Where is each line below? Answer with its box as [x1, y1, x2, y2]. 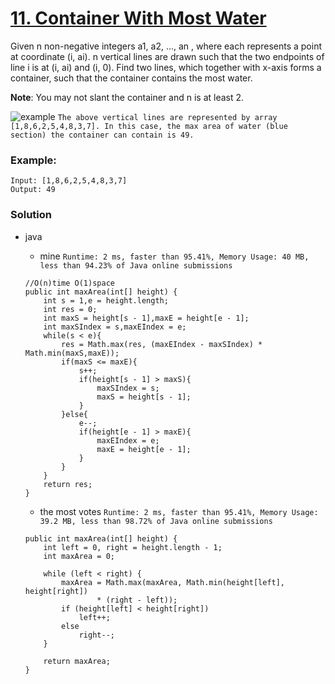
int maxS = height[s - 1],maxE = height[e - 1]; [43, 313, 250, 323]
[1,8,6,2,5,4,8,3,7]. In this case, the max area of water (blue [10, 121, 288, 131]
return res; [43, 479, 93, 489]
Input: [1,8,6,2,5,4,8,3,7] [10, 176, 128, 186]
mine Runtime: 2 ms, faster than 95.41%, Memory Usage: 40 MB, [39, 250, 310, 262]
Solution [10, 208, 53, 222]
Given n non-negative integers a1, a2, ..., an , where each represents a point [10, 40, 322, 52]
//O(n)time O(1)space [24, 278, 115, 288]
